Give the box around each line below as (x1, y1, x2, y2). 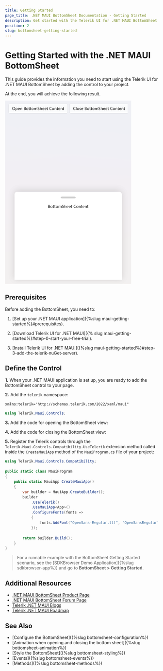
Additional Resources (5, 579, 71, 587)
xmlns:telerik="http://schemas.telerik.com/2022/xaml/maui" (5, 402, 130, 406)
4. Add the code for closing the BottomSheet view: (5, 429, 107, 435)
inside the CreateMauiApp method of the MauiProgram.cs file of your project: (5, 449, 154, 455)
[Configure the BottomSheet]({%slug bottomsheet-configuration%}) (12, 635, 149, 640)
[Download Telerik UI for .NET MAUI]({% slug (12, 330, 103, 336)
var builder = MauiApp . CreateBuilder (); (22, 489, 105, 494)
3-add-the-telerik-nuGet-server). (12, 350, 79, 356)
